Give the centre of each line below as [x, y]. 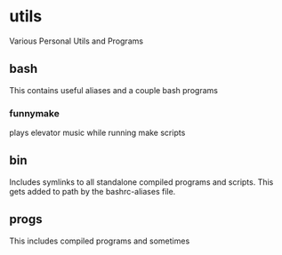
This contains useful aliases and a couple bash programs [113, 90]
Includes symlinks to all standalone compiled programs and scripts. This [141, 182]
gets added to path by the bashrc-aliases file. [93, 191]
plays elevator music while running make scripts [97, 133]
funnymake [34, 113]
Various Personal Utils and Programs [77, 41]
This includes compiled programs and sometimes [100, 241]
